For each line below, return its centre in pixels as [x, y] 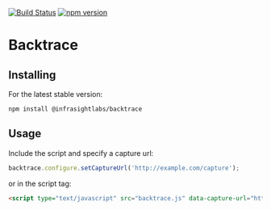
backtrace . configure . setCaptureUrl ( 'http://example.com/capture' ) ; [124, 168]
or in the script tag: [40, 183]
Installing [32, 75]
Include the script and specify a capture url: [81, 153]
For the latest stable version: [56, 94]
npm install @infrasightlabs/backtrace [75, 109]
